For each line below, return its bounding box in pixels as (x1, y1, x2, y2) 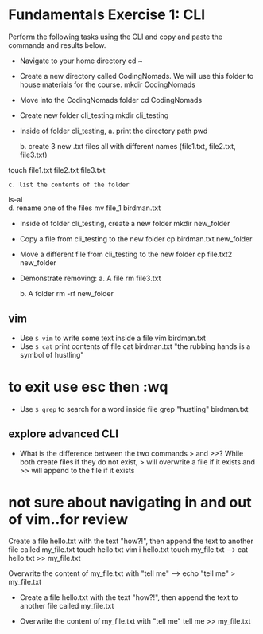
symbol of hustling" (19, 350, 84, 359)
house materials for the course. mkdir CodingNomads (19, 80, 196, 89)
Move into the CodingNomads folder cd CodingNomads (19, 95, 203, 104)
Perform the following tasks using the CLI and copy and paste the (8, 32, 222, 41)
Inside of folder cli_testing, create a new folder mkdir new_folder (19, 218, 230, 228)
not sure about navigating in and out (8, 493, 252, 511)
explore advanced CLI (8, 428, 119, 441)
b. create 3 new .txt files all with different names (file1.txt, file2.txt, (19, 141, 236, 151)
